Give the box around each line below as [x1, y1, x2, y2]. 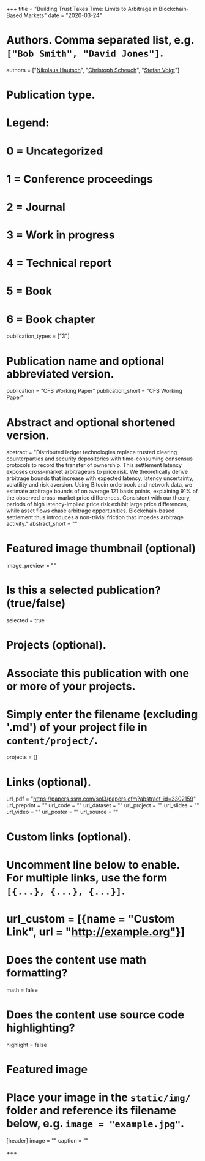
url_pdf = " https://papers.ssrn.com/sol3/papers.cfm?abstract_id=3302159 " [6, 795, 196, 802]
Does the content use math [6, 953, 147, 967]
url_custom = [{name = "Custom [6, 912, 175, 926]
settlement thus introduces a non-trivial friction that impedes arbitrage [6, 514, 184, 521]
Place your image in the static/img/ [6, 1091, 191, 1105]
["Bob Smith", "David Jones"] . [6, 46, 164, 60]
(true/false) [6, 596, 66, 611]
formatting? [6, 966, 68, 980]
